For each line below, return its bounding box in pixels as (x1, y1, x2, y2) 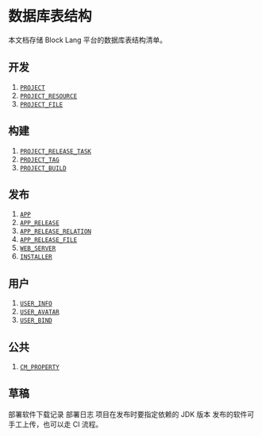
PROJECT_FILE (19, 100, 64, 108)
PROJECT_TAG (19, 156, 60, 164)
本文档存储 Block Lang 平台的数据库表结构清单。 (8, 35, 168, 45)
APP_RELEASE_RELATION (19, 228, 91, 236)
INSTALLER (19, 253, 53, 261)
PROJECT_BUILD (19, 164, 67, 172)
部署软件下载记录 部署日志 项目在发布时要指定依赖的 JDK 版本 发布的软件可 (8, 409, 255, 418)
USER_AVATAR (19, 308, 60, 317)
